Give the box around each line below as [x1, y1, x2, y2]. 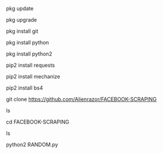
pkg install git [6, 28, 39, 35]
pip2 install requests [6, 61, 55, 69]
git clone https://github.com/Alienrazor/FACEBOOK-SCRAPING [6, 96, 157, 102]
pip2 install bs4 [6, 84, 43, 91]
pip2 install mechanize [6, 73, 60, 80]
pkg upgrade [6, 16, 37, 23]
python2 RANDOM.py [6, 141, 59, 148]
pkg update [6, 5, 34, 12]
